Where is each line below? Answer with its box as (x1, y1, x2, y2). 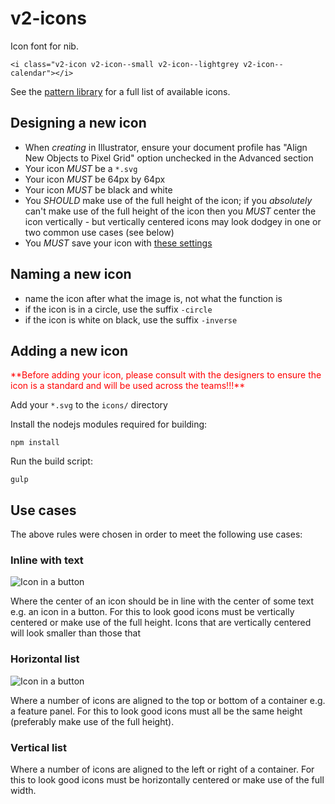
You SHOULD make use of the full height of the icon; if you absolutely (24, 194, 313, 206)
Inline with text (10, 553, 84, 567)
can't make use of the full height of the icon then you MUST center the (24, 205, 317, 217)
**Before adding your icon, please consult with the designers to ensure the (10, 369, 322, 381)
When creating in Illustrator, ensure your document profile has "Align (24, 141, 308, 153)
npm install (10, 438, 60, 448)
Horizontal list (10, 652, 80, 666)
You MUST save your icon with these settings (24, 237, 213, 249)
